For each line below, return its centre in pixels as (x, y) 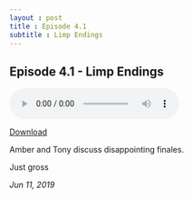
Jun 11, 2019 (32, 185)
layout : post (36, 18)
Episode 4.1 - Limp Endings (87, 71)
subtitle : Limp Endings (56, 35)
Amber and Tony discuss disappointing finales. (96, 150)
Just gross (29, 167)
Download (29, 132)
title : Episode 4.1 (48, 26)
